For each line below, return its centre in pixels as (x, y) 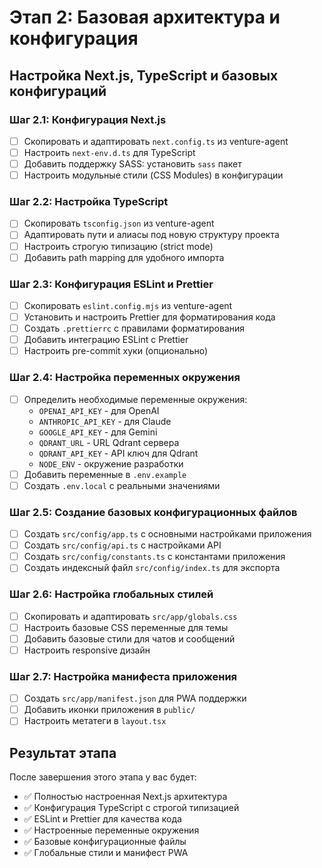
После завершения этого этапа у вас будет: (103, 777)
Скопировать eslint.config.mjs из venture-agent (128, 305)
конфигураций (58, 91)
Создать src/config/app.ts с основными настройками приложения (167, 534)
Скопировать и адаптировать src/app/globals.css (130, 616)
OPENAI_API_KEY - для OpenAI (99, 410)
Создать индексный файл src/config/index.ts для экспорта (152, 568)
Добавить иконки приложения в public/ (109, 710)
